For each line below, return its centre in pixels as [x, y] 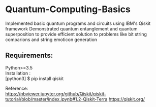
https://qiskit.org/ [127, 99]
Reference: [17, 88]
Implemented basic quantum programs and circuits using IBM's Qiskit [78, 23]
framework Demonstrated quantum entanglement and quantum [71, 28]
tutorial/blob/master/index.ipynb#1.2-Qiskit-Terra [56, 99]
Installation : [18, 73]
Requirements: [29, 56]
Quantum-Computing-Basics [68, 9]
